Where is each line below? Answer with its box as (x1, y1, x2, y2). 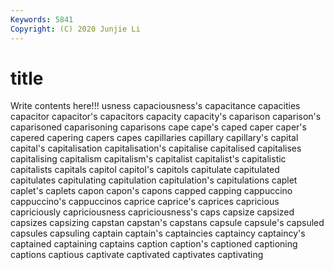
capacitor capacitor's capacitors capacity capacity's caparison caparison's (10, 111, 322, 123)
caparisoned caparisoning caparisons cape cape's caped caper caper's (10, 121, 307, 133)
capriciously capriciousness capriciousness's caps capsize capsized (10, 206, 295, 218)
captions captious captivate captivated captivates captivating (10, 249, 264, 261)
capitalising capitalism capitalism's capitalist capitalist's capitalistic (10, 153, 287, 165)
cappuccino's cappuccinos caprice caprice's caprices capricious (10, 196, 280, 208)
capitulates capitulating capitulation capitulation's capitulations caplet (10, 174, 298, 186)
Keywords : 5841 (10, 14, 74, 25)
